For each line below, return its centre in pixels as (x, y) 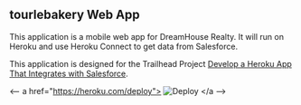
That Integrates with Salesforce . (69, 73)
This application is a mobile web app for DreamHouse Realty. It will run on (147, 36)
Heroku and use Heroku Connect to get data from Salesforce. (123, 46)
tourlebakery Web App (75, 15)
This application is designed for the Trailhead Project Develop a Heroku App (150, 63)
